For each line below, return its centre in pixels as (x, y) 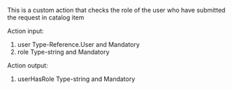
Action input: (26, 31)
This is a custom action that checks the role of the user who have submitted (116, 10)
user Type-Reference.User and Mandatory (78, 44)
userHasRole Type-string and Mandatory (76, 79)
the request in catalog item (46, 17)
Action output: (28, 65)
